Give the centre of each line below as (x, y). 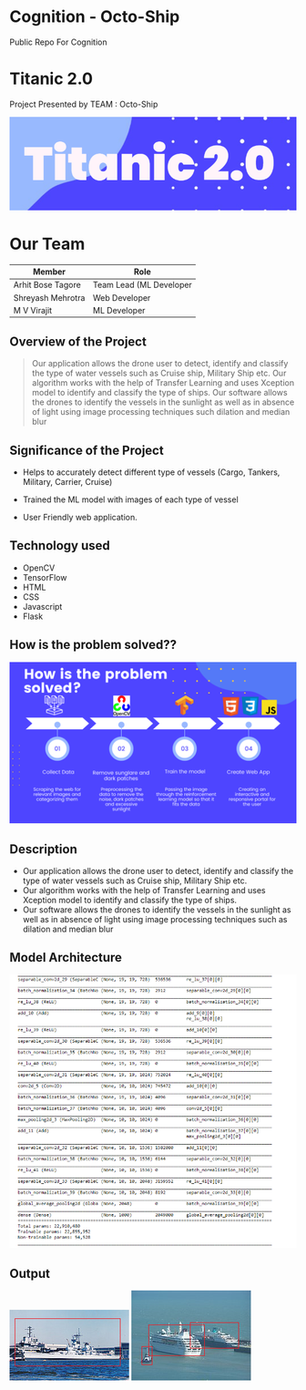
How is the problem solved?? (93, 645)
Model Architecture (66, 958)
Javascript (42, 606)
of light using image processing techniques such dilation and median (161, 412)
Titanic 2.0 (51, 79)
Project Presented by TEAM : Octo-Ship (84, 104)
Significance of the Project (87, 450)
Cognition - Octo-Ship (95, 17)
